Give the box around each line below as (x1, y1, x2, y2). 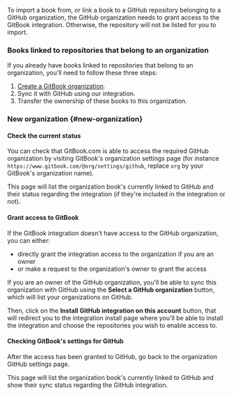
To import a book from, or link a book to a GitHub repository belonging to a (7, 6, 221, 14)
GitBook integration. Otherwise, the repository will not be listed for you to (7, 21, 217, 29)
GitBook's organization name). (7, 169, 94, 177)
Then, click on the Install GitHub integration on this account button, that (7, 306, 216, 315)
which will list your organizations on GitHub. (7, 292, 134, 301)
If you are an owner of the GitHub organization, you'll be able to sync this (7, 278, 217, 286)
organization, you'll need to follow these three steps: (7, 69, 158, 77)
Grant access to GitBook (7, 214, 79, 222)
